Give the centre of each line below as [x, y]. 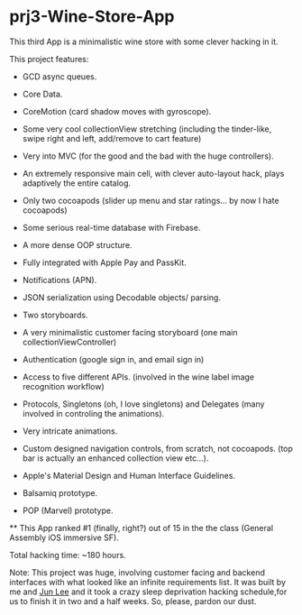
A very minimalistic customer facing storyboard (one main [130, 332]
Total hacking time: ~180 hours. [68, 555]
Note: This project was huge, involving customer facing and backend [137, 572]
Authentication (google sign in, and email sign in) [113, 359]
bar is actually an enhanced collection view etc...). [115, 458]
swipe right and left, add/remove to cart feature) [112, 138]
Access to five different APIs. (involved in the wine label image [138, 377]
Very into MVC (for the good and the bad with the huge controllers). [148, 156]
